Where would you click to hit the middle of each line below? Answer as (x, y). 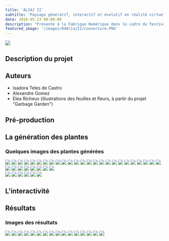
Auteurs (18, 76)
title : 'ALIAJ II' (24, 10)
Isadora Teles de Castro (37, 88)
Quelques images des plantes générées (55, 152)
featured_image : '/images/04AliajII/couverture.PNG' (62, 29)
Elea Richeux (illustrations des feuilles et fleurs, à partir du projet (79, 99)
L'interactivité (27, 191)
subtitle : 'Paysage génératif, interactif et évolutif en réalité (76, 15)
